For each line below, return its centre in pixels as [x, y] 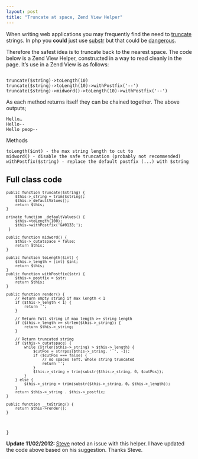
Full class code [34, 179]
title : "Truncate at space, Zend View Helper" [64, 17]
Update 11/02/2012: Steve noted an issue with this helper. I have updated [95, 444]
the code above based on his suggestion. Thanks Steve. [74, 450]
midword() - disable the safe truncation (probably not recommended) [94, 156]
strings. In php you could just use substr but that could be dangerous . [91, 40]
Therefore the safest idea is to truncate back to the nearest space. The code [99, 52]
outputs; [16, 108]
